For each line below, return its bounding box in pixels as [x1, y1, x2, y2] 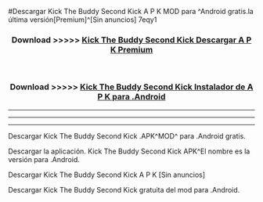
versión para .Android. [8, 154, 81, 164]
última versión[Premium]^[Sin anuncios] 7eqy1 [8, 15, 157, 24]
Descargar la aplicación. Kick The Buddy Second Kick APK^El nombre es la [8, 146, 250, 156]
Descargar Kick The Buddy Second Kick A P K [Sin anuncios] [8, 170, 206, 179]
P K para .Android [97, 92, 166, 103]
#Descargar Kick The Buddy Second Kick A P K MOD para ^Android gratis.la [8, 7, 254, 16]
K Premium [110, 44, 153, 55]
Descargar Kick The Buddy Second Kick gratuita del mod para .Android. [8, 185, 240, 194]
